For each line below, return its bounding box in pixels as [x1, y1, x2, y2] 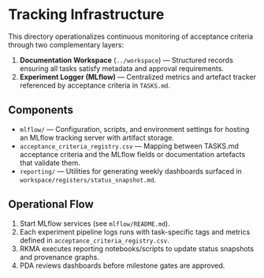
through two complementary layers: [8, 39, 125, 49]
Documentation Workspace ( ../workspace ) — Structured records [19, 55, 234, 65]
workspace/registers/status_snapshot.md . [19, 175, 156, 184]
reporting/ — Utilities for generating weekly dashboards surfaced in [19, 166, 243, 175]
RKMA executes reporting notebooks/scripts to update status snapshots [19, 243, 255, 254]
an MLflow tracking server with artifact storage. [19, 133, 175, 142]
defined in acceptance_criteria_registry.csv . [19, 235, 169, 245]
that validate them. [19, 158, 80, 167]
